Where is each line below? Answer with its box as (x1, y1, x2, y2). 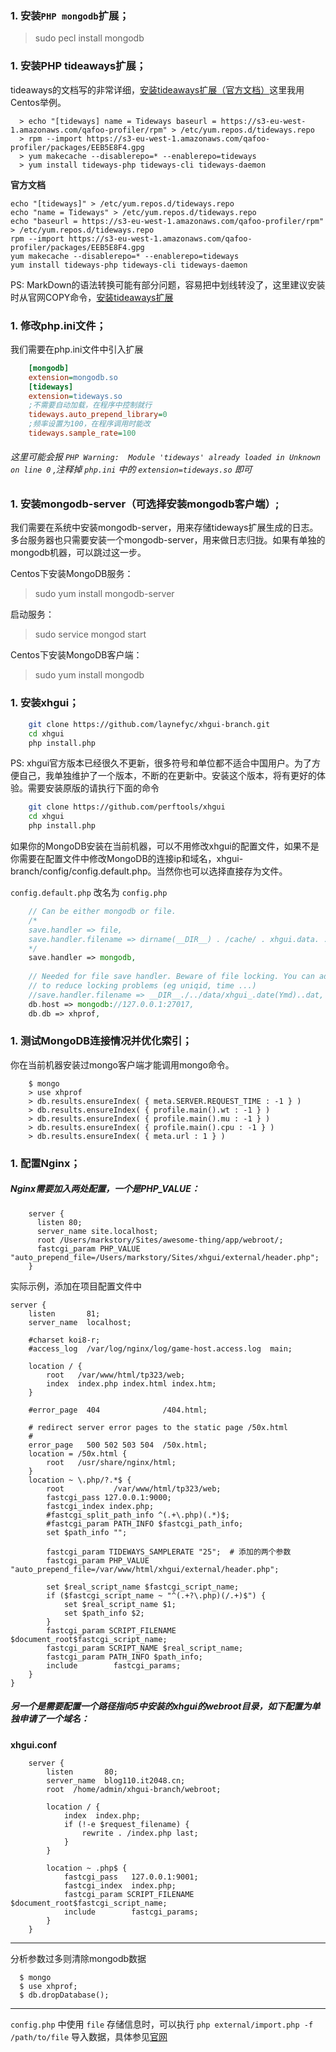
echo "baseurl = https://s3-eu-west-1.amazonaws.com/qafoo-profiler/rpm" (10, 216, 325, 226)
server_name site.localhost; (36, 1226, 159, 1236)
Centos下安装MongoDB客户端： (10, 649, 143, 661)
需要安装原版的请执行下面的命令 (27, 782, 160, 794)
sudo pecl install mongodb (34, 32, 145, 44)
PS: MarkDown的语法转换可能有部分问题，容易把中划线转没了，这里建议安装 (10, 278, 326, 291)
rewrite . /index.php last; (81, 1828, 199, 1838)
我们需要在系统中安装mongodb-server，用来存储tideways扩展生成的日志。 (10, 522, 319, 534)
